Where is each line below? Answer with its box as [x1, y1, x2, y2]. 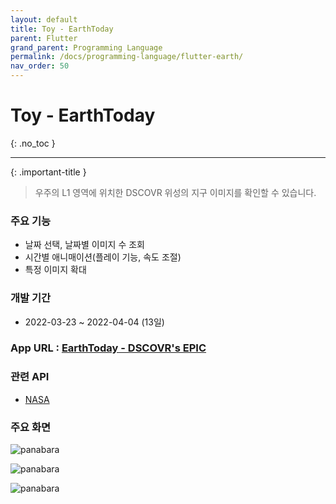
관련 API [10, 370, 50, 384]
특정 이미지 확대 [24, 264, 87, 276]
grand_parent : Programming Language [10, 42, 163, 53]
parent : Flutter [10, 33, 78, 43]
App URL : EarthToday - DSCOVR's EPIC [10, 341, 207, 355]
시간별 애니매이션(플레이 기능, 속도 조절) [24, 251, 182, 263]
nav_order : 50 [10, 61, 70, 71]
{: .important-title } [10, 166, 87, 178]
